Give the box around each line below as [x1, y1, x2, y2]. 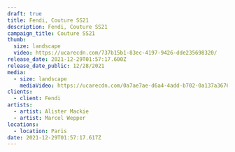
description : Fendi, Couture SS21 [7, 23, 108, 30]
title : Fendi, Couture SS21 [7, 17, 90, 24]
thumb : [7, 36, 27, 43]
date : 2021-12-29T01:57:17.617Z [7, 134, 101, 141]
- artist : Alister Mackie [13, 108, 90, 115]
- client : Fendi [13, 95, 61, 102]
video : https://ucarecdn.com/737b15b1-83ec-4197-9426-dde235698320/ [13, 50, 218, 57]
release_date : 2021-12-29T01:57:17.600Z [7, 56, 127, 63]
